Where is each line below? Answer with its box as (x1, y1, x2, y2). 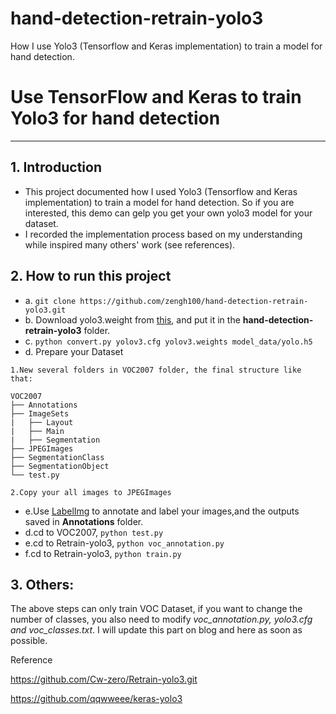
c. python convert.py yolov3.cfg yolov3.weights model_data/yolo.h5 (24, 335, 313, 347)
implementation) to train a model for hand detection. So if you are (24, 196, 295, 208)
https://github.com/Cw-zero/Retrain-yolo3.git (10, 673, 198, 686)
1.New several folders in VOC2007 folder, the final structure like (10, 365, 302, 375)
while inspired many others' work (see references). (24, 238, 236, 251)
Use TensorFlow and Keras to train (10, 86, 302, 109)
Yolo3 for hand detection (10, 107, 221, 130)
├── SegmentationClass (10, 452, 105, 462)
